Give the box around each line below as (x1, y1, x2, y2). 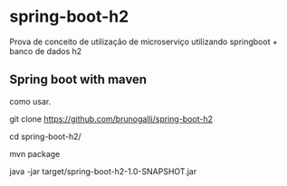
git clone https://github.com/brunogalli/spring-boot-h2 (9, 113, 214, 124)
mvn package (9, 148, 61, 159)
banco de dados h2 (9, 45, 82, 56)
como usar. (9, 96, 52, 107)
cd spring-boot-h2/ (9, 131, 81, 142)
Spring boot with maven (9, 72, 148, 88)
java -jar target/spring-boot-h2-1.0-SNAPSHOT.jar (9, 165, 197, 177)
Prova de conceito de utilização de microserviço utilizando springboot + (9, 36, 278, 47)
